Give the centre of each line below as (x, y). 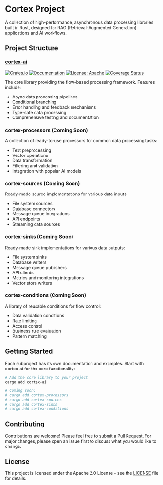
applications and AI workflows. (36, 33)
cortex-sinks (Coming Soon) (39, 237)
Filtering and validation (35, 165)
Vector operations (30, 155)
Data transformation (32, 160)
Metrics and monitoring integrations (48, 278)
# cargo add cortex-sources (34, 400)
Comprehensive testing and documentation (55, 117)
